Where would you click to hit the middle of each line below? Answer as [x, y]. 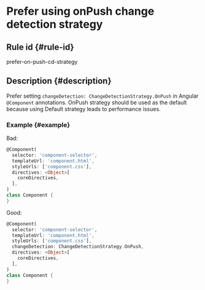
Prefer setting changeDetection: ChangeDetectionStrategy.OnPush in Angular [102, 96]
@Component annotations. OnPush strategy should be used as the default [97, 102]
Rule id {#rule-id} [41, 47]
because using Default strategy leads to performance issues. [83, 109]
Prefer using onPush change [80, 11]
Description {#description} [59, 81]
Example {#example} [38, 125]
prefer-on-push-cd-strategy [42, 62]
